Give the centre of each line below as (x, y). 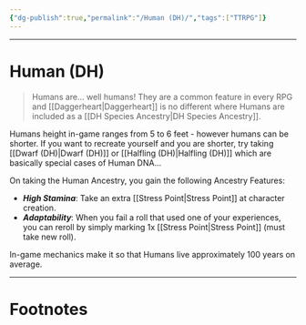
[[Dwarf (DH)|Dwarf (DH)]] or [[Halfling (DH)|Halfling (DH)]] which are (140, 153)
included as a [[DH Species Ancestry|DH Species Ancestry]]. (146, 116)
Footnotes (49, 309)
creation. (39, 208)
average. (26, 264)
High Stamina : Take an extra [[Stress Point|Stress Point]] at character (153, 198)
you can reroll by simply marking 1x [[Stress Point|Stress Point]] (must (153, 227)
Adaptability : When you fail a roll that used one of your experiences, (152, 217)
